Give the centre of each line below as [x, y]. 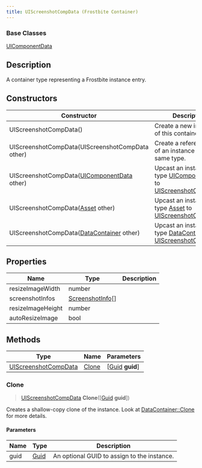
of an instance [175, 150]
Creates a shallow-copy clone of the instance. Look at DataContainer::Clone [100, 409]
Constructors [32, 99]
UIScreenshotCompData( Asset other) [62, 207]
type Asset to [173, 207]
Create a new [173, 125]
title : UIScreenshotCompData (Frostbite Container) [72, 12]
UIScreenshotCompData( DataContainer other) [75, 233]
